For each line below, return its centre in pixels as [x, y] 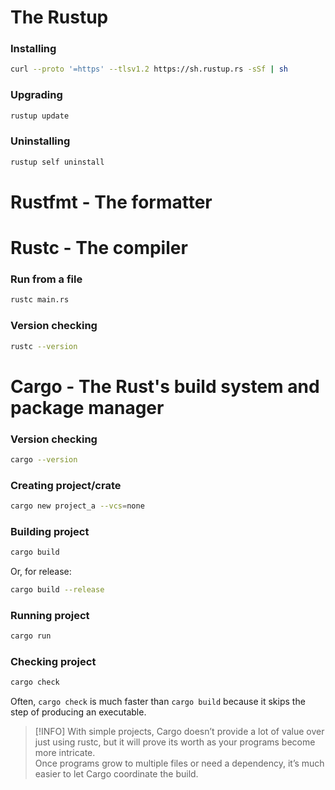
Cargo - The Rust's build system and [165, 386]
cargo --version [44, 459]
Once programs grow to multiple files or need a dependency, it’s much [179, 763]
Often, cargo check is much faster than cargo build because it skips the [158, 702]
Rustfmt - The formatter [111, 202]
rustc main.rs [40, 300]
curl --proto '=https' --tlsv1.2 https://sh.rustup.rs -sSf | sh [149, 69]
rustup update [40, 116]
